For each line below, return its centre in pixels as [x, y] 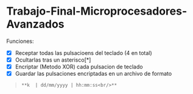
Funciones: [20, 41]
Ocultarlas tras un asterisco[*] [53, 60]
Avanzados [36, 24]
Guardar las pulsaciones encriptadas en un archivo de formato [93, 74]
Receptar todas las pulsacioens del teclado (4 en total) [83, 52]
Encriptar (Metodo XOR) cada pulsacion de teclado [79, 67]
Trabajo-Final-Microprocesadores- [97, 11]
